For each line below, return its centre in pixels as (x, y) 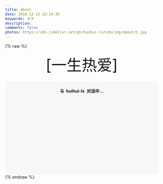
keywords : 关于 (20, 19)
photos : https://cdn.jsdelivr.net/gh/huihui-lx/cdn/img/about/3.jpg (76, 32)
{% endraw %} (20, 177)
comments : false (21, 28)
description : (18, 23)
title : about (18, 10)
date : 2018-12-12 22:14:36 (32, 14)
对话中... (95, 91)
